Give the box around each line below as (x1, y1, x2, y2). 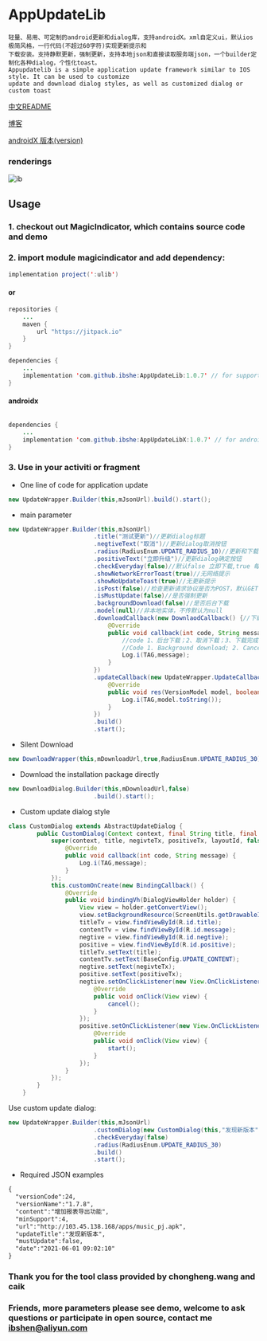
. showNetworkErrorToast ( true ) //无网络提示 (93, 570, 230, 578)
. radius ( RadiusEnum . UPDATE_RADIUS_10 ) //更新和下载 (93, 547, 259, 555)
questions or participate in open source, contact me (8, 1312, 213, 1323)
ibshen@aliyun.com (8, 1322, 88, 1333)
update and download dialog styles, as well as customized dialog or (8, 80, 244, 88)
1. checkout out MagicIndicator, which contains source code (8, 221, 246, 232)
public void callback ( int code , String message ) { (64, 852, 237, 860)
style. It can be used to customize (8, 73, 130, 80)
